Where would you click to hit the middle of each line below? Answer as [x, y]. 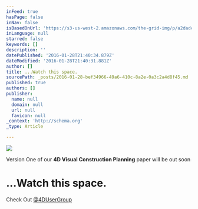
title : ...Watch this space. [42, 72]
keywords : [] [22, 45]
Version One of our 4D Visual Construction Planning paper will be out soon [98, 159]
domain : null [27, 104]
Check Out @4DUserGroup [39, 199]
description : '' [26, 50]
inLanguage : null [27, 34]
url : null [23, 110]
